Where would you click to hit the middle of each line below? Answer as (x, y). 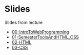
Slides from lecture (24, 22)
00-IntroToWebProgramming (40, 32)
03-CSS (20, 47)
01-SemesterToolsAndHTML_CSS (45, 37)
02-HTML (21, 42)
